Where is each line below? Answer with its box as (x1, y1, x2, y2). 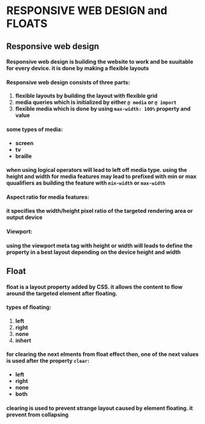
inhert (15, 337, 32, 344)
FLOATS (6, 17, 48, 31)
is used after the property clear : (6, 357, 90, 365)
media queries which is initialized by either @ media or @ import (15, 99, 177, 106)
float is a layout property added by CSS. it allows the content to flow (6, 283, 183, 291)
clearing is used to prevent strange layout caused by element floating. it (6, 404, 193, 412)
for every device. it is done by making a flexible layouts (6, 65, 149, 72)
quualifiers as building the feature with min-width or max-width (6, 179, 166, 187)
